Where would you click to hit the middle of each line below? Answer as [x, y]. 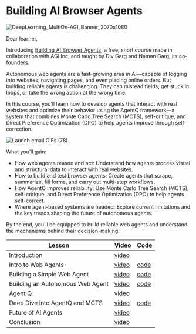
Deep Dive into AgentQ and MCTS [56, 303]
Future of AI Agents [36, 312]
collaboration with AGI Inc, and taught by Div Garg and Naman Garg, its [92, 56]
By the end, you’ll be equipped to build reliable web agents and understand [97, 224]
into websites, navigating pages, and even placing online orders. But [89, 80]
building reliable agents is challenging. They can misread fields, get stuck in [98, 86]
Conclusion [25, 322]
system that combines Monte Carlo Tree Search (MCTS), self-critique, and [96, 116]
